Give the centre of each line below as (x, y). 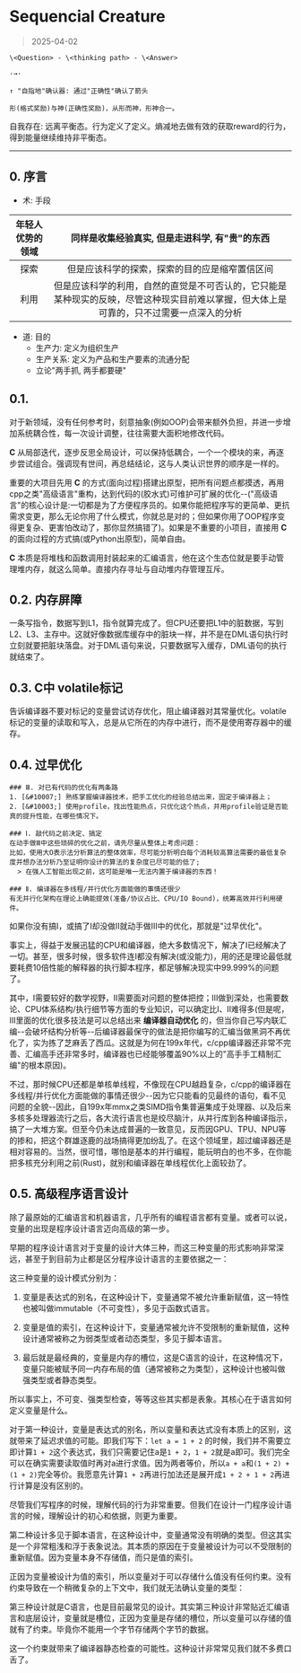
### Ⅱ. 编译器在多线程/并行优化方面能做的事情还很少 (95, 889)
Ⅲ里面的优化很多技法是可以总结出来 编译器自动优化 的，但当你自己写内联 (144, 1020)
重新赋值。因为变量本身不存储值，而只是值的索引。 (103, 1557)
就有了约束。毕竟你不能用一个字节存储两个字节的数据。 (111, 1629)
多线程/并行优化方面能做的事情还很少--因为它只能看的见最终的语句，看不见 (148, 1096)
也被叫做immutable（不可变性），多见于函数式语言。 (118, 1308)
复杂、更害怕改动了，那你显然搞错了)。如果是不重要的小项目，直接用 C (156, 527)
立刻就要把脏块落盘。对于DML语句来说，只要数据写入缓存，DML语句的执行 (148, 646)
